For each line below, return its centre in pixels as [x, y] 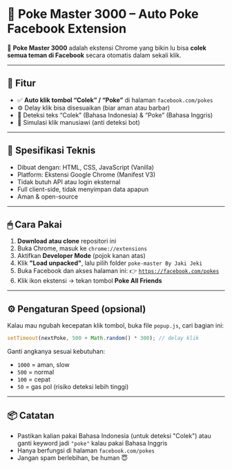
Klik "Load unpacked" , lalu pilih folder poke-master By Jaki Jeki [109, 263]
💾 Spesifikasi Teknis [51, 151]
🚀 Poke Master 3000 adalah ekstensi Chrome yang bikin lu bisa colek [107, 48]
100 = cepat [33, 379]
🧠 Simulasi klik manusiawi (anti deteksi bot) [78, 122]
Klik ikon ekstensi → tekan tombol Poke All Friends [89, 281]
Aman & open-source [47, 197]
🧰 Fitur [22, 83]
